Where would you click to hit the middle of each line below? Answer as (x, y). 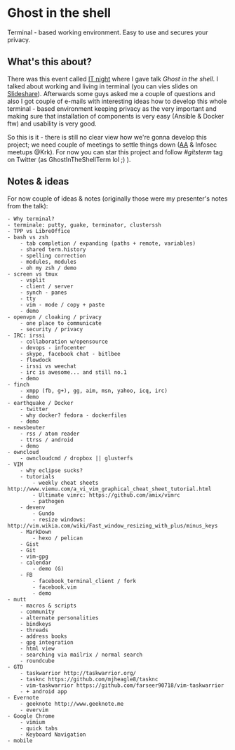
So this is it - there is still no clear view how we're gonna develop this (107, 137)
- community (37, 612)
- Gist (29, 544)
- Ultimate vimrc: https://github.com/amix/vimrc (106, 495)
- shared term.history (53, 249)
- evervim (34, 710)
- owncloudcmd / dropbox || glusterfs (76, 458)
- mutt (17, 599)
